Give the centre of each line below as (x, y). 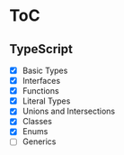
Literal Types (46, 101)
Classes (37, 122)
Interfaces (41, 81)
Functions (41, 91)
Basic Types (45, 70)
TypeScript (41, 49)
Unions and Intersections (68, 111)
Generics (39, 141)
